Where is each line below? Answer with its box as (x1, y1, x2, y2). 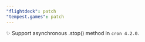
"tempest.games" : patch (6, 14, 65, 20)
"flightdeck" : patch (6, 8, 57, 14)
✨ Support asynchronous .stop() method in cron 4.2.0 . (6, 29, 140, 36)
